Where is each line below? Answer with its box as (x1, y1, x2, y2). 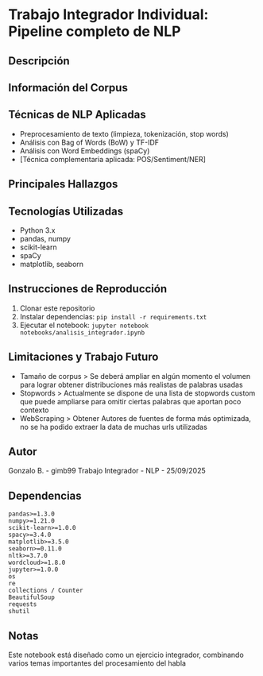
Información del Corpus (8, 81, 129, 95)
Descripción (8, 54, 70, 68)
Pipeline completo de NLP (8, 22, 181, 41)
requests (8, 601, 37, 608)
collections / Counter (8, 586, 83, 595)
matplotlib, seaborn (19, 259, 84, 268)
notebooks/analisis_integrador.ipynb (19, 328, 145, 337)
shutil (8, 608, 30, 616)
